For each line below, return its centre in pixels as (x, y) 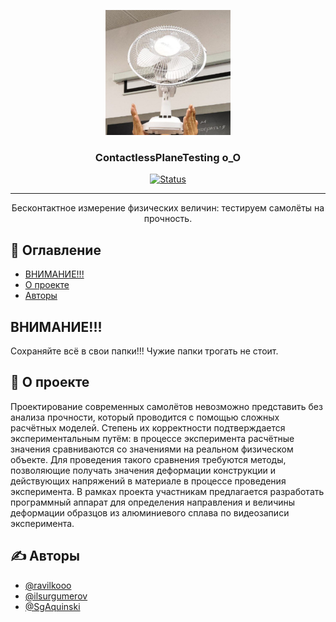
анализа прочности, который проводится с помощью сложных (145, 417)
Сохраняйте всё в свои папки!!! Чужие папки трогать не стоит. (144, 351)
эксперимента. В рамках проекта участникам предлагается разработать (167, 491)
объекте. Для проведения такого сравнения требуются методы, (148, 459)
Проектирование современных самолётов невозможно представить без (166, 406)
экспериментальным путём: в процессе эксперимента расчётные (152, 438)
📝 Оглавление (56, 250)
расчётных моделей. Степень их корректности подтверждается (148, 427)
